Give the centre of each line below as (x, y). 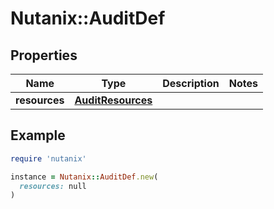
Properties (44, 55)
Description (191, 83)
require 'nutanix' (48, 158)
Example (38, 135)
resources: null (53, 186)
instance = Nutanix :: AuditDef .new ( (84, 177)
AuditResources (113, 100)
